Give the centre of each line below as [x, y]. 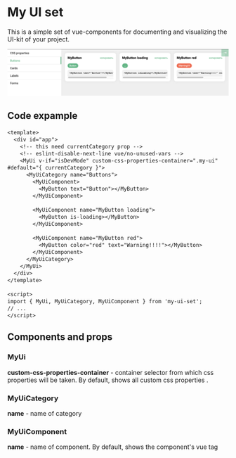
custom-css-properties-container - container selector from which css [111, 372]
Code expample [42, 116]
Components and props [60, 337]
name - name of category [45, 414]
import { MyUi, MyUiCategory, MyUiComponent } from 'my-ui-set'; [105, 302]
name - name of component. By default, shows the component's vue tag [113, 447]
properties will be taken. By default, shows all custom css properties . [108, 380]
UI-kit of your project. [39, 39]
